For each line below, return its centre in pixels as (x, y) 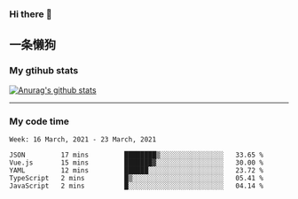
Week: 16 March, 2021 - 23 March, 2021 (83, 139)
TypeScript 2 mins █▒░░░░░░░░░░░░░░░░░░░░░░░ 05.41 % (137, 178)
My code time (39, 121)
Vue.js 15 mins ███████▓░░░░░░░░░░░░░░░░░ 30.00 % (137, 163)
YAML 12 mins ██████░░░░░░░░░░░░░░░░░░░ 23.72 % (137, 170)
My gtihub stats (44, 71)
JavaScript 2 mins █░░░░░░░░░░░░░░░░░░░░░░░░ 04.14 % (137, 186)
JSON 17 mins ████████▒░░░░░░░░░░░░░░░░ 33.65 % (137, 155)
